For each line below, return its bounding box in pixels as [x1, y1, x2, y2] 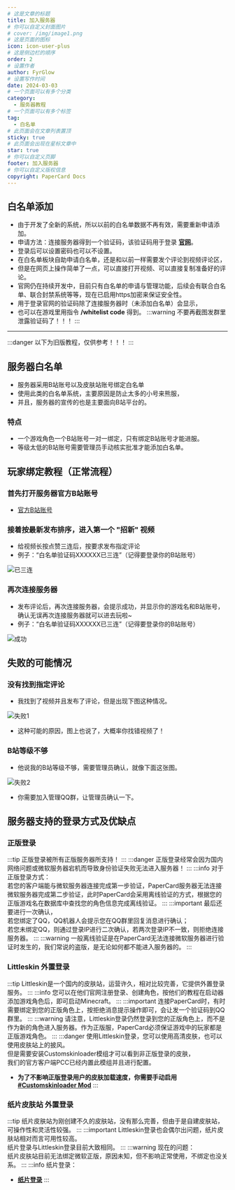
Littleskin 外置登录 [7, 962, 70, 972]
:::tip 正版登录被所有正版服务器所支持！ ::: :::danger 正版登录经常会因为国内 [7, 855, 224, 864]
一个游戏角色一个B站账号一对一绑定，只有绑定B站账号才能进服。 [17, 435, 204, 443]
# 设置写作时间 [7, 75, 45, 83]
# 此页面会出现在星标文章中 [7, 141, 77, 148]
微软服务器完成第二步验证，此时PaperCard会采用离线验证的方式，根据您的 [7, 890, 222, 899]
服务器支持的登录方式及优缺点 [7, 815, 136, 827]
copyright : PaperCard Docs [7, 173, 86, 180]
